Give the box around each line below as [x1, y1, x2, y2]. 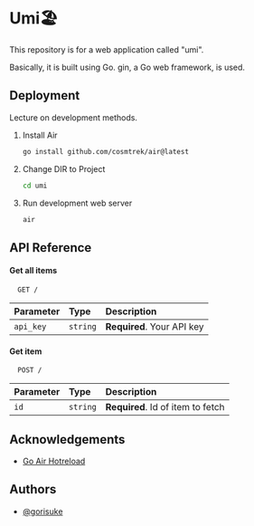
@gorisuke [22, 505, 63, 517]
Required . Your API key [105, 320, 204, 332]
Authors [9, 482, 57, 497]
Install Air [22, 129, 58, 140]
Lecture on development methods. [9, 111, 138, 123]
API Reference [9, 240, 92, 255]
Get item [9, 346, 42, 357]
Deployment [9, 88, 80, 103]
